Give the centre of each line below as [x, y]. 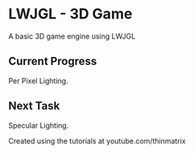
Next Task [34, 106]
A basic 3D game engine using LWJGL [72, 36]
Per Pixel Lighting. [38, 80]
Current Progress [53, 61]
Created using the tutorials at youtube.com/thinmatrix [97, 140]
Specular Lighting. [39, 125]
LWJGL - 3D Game [70, 14]
